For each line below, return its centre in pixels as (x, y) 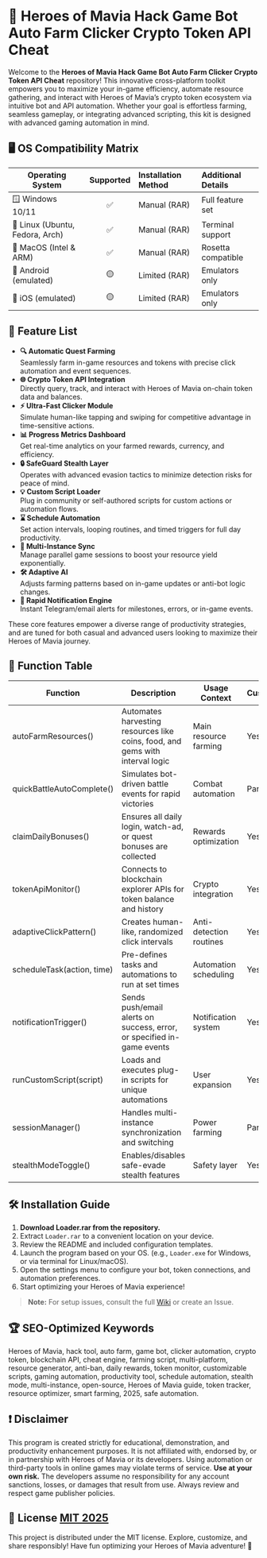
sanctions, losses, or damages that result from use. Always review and (124, 1484)
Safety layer (215, 1166)
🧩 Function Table (50, 665)
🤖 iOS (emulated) (44, 298)
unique (135, 1090)
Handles (137, 1113)
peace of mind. (44, 483)
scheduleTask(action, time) (63, 970)
